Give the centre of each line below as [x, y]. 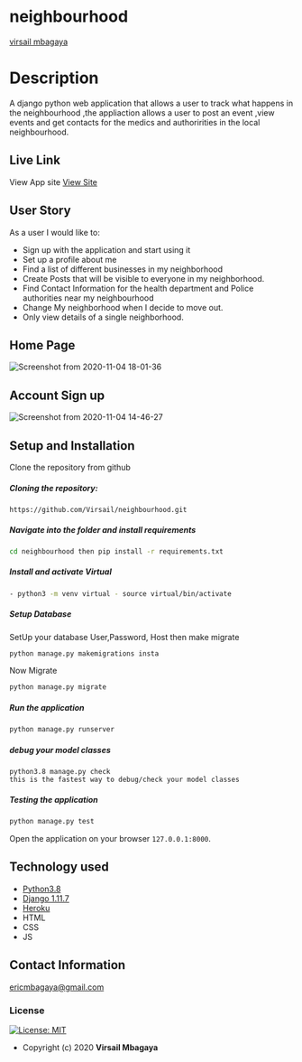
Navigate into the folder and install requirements [103, 529]
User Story [40, 211]
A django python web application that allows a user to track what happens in [151, 103]
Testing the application [54, 799]
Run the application [47, 707]
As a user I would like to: [55, 232]
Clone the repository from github [70, 467]
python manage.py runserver [62, 730]
